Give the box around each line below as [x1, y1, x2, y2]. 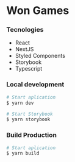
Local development [6, 80, 65, 89]
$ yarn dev [6, 100, 34, 106]
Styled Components [15, 52, 66, 60]
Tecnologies [6, 26, 44, 34]
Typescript [15, 65, 43, 72]
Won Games [6, 4, 70, 18]
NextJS [15, 46, 34, 53]
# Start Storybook [6, 111, 53, 117]
